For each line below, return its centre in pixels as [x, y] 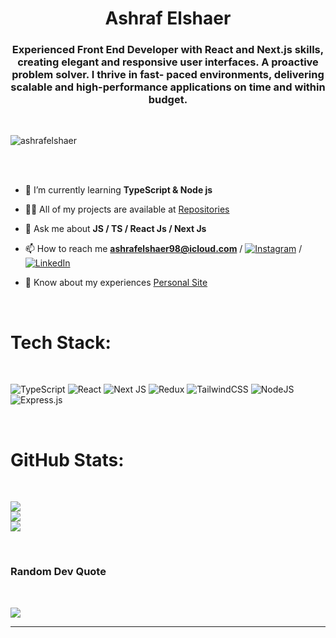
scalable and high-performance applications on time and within [168, 87]
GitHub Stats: [67, 459]
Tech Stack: [61, 342]
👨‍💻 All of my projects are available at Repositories [127, 209]
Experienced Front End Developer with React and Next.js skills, [168, 50]
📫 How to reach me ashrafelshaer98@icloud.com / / [163, 249]
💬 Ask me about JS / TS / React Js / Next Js [115, 229]
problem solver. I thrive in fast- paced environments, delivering [168, 75]
